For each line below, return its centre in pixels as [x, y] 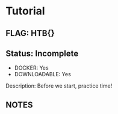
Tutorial [26, 11]
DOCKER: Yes [31, 68]
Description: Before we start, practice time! [59, 86]
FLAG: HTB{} [30, 33]
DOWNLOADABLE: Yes [43, 74]
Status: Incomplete [42, 53]
